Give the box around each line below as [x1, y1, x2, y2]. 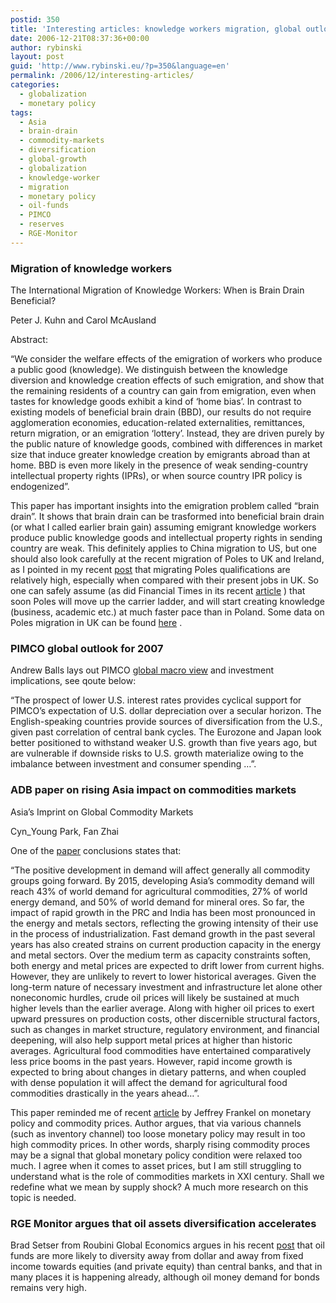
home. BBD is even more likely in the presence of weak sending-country [10, 459, 309, 471]
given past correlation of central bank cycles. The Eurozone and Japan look [10, 726, 322, 738]
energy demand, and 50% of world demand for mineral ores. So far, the [10, 896, 305, 908]
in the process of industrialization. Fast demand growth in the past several [10, 927, 316, 940]
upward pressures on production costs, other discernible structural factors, [10, 1012, 320, 1025]
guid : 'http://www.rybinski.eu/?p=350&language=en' [10, 61, 230, 71]
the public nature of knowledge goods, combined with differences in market [10, 438, 323, 450]
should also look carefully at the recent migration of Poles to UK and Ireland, [10, 553, 325, 565]
